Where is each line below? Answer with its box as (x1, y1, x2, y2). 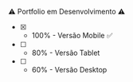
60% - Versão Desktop (31, 65, 108, 74)
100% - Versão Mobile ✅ (31, 31, 113, 40)
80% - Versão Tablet (31, 48, 100, 57)
